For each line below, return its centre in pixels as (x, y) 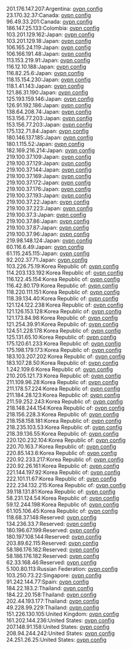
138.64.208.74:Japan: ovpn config (49, 112)
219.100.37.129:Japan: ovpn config (49, 163)
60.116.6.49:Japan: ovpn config (45, 247)
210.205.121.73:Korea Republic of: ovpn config (64, 376)
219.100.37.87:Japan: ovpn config (48, 228)
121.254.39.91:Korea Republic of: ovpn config (62, 324)
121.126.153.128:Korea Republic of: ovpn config (64, 311)
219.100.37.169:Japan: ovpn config (49, 176)
